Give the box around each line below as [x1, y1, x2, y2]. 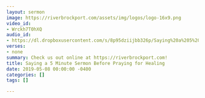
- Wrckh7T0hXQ [6, 26, 43, 32]
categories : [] [6, 72, 45, 78]
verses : [6, 43, 26, 50]
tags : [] [6, 77, 29, 83]
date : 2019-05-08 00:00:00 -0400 [6, 66, 92, 72]
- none [6, 49, 23, 55]
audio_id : [6, 32, 32, 38]
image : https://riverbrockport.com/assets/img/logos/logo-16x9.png [6, 15, 182, 21]
